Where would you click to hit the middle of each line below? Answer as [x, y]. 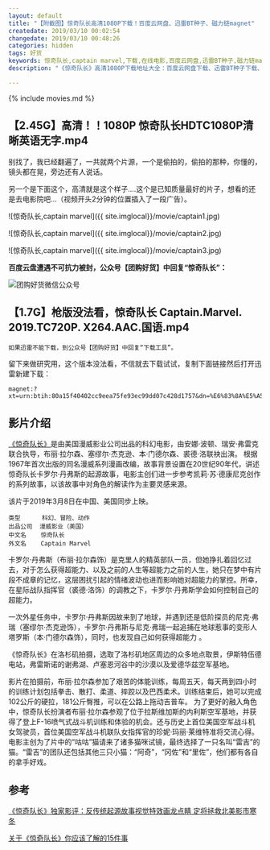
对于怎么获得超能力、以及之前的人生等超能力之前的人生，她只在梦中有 [138, 570]
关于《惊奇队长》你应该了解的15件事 [68, 838]
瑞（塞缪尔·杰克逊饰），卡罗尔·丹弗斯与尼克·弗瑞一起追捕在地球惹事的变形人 [133, 627]
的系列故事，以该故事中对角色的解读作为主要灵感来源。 [100, 484]
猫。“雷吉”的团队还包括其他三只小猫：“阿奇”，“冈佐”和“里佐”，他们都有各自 [133, 752]
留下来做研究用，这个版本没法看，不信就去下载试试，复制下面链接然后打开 [131, 364]
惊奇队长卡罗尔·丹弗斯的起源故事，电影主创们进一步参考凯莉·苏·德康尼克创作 [135, 474]
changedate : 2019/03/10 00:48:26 [64, 38]
